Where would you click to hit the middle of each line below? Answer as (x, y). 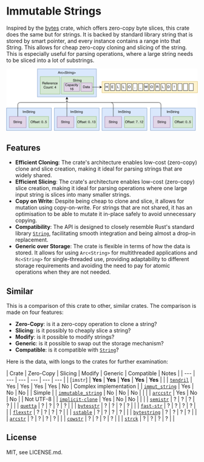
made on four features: (35, 312)
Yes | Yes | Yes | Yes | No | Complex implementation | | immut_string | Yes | (100, 386)
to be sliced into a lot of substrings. (50, 60)
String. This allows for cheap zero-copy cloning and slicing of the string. (97, 47)
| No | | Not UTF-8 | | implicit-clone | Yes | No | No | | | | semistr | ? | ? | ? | (100, 399)
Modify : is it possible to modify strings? (65, 337)
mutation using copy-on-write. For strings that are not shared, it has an (104, 208)
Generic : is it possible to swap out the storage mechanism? (89, 343)
